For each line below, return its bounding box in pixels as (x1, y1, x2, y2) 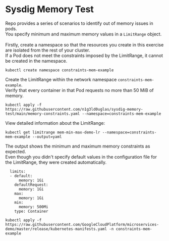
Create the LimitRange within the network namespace (5, 76, 117, 82)
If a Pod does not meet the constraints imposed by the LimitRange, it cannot (5, 52, 163, 59)
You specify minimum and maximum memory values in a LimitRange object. (5, 31, 162, 37)
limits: (10, 169, 26, 174)
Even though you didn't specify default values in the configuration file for (5, 154, 157, 160)
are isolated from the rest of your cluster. (5, 47, 90, 53)
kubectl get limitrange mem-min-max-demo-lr (5, 130, 100, 135)
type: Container (14, 209, 49, 214)
